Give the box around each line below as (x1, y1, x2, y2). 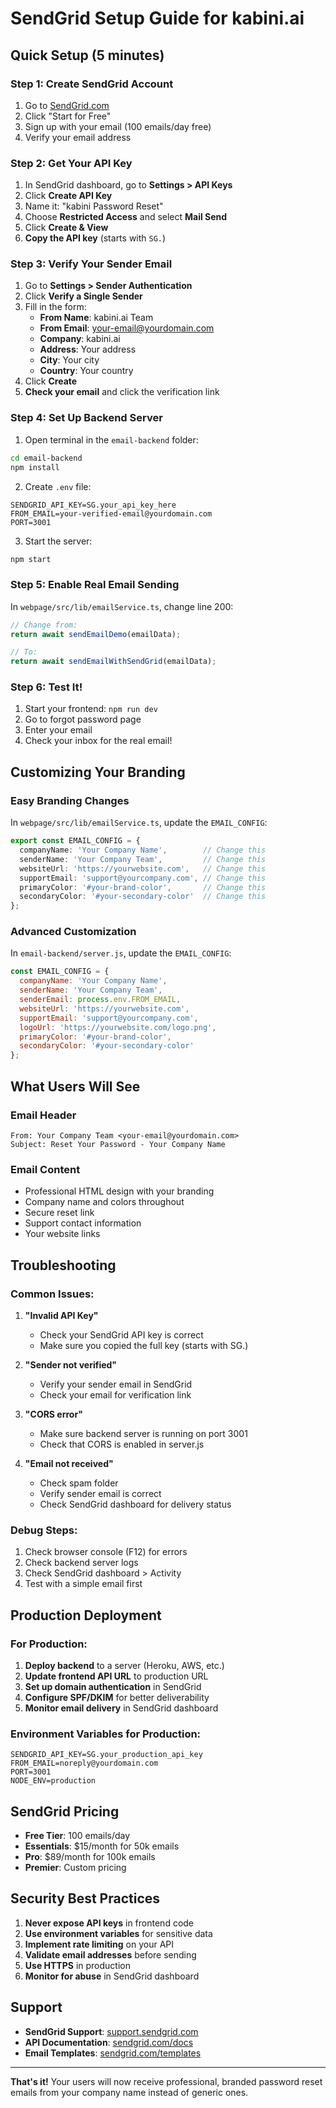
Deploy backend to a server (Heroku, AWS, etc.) (24, 1659, 225, 1671)
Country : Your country (39, 365, 134, 377)
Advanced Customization (10, 925, 137, 939)
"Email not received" (24, 1457, 114, 1469)
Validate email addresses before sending (24, 1948, 197, 1961)
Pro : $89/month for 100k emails (24, 1850, 156, 1862)
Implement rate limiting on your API (24, 1938, 175, 1950)
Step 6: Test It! (10, 680, 83, 694)
